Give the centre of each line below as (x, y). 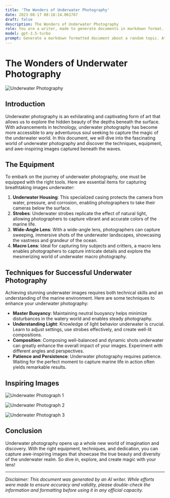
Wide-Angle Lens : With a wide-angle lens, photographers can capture (86, 230)
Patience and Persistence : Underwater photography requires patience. (87, 357)
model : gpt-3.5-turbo (28, 33)
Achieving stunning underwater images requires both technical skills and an (84, 293)
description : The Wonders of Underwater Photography (62, 24)
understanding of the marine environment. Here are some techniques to (80, 298)
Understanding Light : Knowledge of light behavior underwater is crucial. (89, 324)
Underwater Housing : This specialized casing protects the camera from (88, 197)
